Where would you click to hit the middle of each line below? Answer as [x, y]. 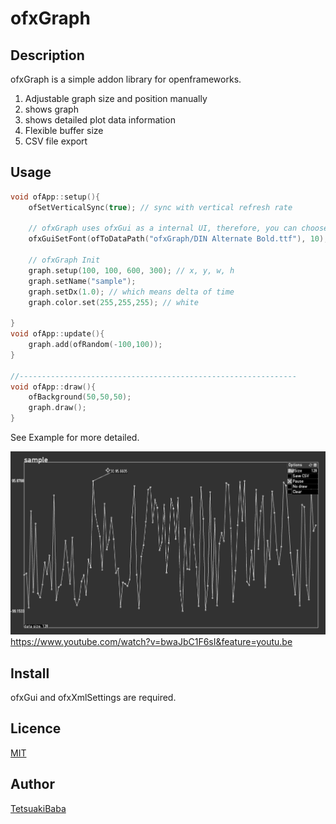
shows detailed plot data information [100, 120]
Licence [36, 728]
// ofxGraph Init [64, 260]
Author [32, 784]
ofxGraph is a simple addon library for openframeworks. [126, 79]
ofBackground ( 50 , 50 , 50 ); [80, 397]
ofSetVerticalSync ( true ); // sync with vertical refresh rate [160, 207]
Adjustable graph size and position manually [116, 98]
